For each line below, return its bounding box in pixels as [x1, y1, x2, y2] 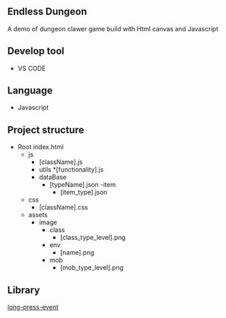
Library [7, 284, 41, 296]
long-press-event [7, 303, 59, 312]
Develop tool [7, 45, 65, 57]
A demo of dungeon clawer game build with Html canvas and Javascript [7, 24, 219, 33]
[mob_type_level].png [60, 263, 124, 272]
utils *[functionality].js [38, 165, 104, 174]
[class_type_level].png [60, 234, 126, 242]
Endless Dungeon [7, 6, 87, 18]
